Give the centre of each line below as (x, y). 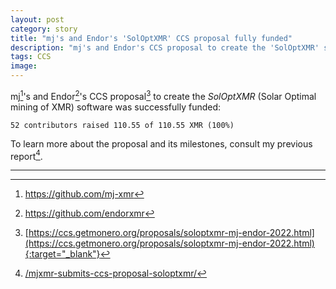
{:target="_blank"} (62, 254)
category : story (44, 29)
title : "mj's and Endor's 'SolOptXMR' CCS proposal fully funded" (151, 38)
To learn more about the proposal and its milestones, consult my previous (161, 143)
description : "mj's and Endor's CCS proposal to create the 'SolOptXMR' (165, 47)
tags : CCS (31, 57)
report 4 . (26, 155)
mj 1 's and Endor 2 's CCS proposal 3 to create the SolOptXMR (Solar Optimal (163, 95)
